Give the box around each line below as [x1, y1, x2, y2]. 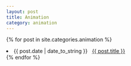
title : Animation [6, 14, 49, 20]
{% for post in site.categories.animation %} [6, 36, 112, 43]
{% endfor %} [6, 54, 40, 61]
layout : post [6, 8, 39, 15]
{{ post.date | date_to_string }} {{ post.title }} [14, 48, 126, 55]
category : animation [6, 20, 58, 26]
